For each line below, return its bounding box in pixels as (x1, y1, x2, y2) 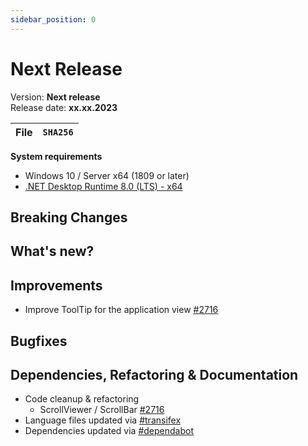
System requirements (10, 150, 103, 162)
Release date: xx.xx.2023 (10, 101, 118, 113)
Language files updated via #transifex (24, 414, 182, 426)
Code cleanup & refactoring (24, 393, 140, 405)
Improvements (10, 277, 103, 294)
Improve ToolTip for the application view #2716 (24, 304, 219, 316)
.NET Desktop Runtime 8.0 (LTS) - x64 (24, 180, 183, 192)
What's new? (10, 243, 95, 260)
